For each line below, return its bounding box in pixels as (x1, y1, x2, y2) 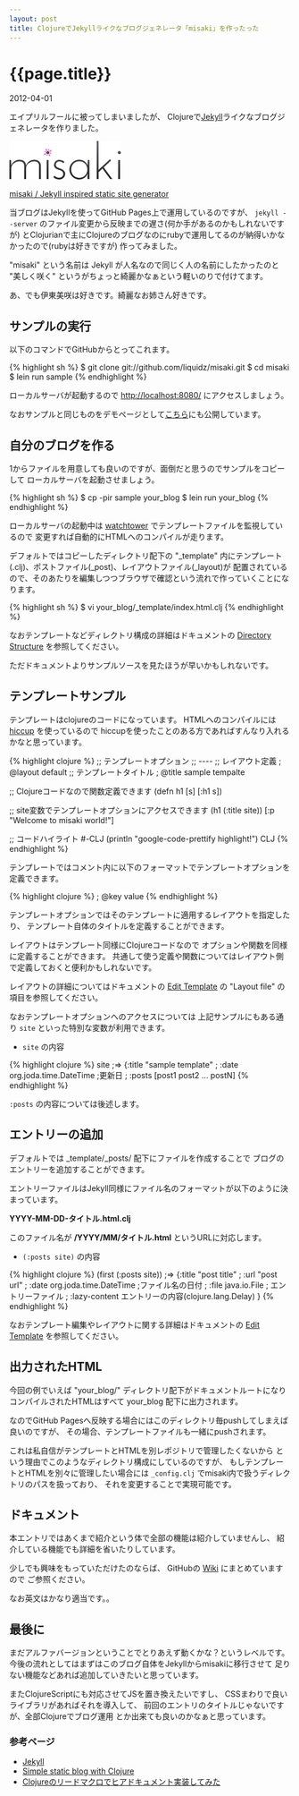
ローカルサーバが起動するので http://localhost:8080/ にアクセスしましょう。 (9, 390, 289, 401)
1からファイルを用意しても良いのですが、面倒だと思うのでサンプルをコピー (9, 464, 286, 474)
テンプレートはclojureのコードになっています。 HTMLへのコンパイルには (9, 714, 277, 725)
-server (9, 220, 38, 229)
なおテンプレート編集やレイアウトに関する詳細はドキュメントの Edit (9, 1319, 261, 1330)
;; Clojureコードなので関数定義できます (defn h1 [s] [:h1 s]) (9, 786, 223, 796)
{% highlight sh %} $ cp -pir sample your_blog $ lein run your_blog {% (9, 492, 270, 503)
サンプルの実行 (9, 319, 92, 334)
